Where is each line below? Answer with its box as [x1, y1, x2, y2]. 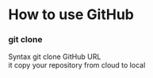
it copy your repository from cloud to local [8, 60, 146, 70]
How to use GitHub [8, 6, 135, 24]
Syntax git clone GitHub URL [8, 52, 101, 61]
